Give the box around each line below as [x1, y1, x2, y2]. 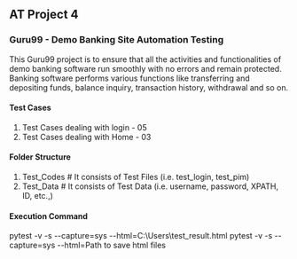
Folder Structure [9, 152, 71, 162]
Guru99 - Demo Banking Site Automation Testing [9, 34, 224, 46]
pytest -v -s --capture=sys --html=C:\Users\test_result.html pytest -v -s [9, 231, 273, 241]
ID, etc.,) [21, 191, 53, 201]
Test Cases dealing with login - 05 [21, 122, 148, 132]
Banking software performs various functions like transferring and [9, 73, 250, 83]
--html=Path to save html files [57, 239, 167, 251]
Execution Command [9, 210, 89, 221]
